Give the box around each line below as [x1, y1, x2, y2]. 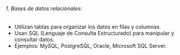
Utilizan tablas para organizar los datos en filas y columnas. [14, 23, 161, 30]
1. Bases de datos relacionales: [5, 5, 83, 12]
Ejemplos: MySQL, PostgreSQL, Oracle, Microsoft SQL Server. [14, 42, 167, 50]
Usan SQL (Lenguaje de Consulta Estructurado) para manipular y [14, 30, 175, 37]
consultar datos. [14, 36, 55, 43]
